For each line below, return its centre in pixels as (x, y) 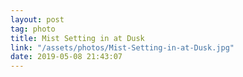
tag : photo (33, 29)
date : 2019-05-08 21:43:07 (66, 57)
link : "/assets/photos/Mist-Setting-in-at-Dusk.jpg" (122, 47)
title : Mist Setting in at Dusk (77, 38)
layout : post (37, 19)
